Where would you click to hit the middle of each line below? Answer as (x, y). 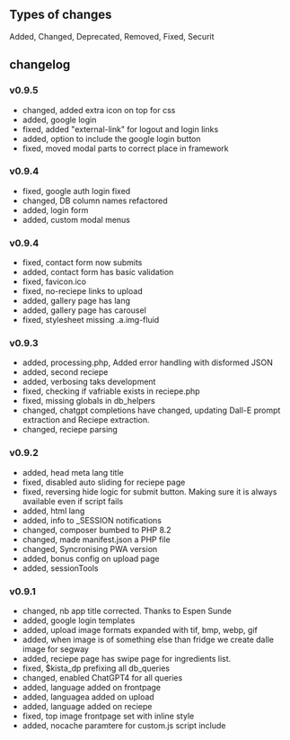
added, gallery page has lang (76, 301)
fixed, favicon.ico (54, 281)
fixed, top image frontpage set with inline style (108, 716)
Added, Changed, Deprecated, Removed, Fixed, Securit (112, 36)
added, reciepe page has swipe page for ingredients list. (127, 658)
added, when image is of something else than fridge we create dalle (148, 639)
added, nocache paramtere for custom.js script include (124, 725)
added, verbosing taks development (89, 382)
